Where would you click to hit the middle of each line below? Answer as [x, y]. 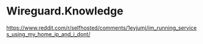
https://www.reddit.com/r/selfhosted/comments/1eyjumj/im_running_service [101, 28]
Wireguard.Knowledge [65, 11]
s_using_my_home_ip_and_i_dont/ [48, 34]
